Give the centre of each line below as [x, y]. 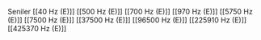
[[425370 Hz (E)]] [37, 28]
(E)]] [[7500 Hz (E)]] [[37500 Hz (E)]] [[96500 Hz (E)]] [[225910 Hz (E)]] [127, 20]
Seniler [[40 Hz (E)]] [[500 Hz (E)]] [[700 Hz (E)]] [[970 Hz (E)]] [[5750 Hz [130, 12]
